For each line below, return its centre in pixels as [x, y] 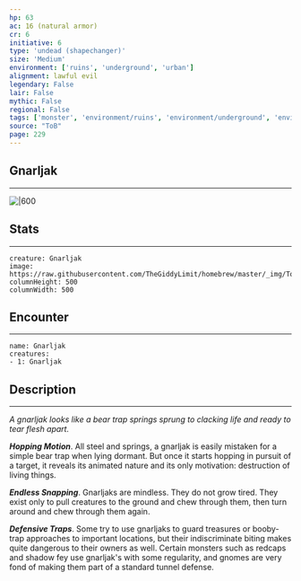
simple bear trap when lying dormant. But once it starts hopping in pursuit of [150, 456]
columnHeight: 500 [43, 282]
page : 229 [28, 135]
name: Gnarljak [38, 347]
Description [43, 389]
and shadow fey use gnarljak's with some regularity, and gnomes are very [146, 558]
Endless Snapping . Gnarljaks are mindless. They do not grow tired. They [144, 493]
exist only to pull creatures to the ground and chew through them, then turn [148, 502]
